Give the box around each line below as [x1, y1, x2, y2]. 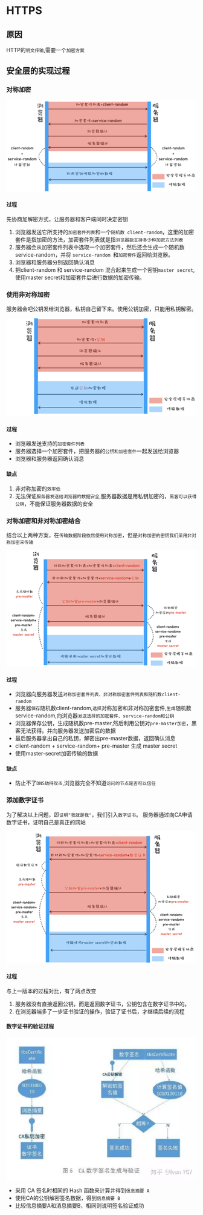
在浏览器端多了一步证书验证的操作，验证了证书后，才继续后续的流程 [14, 1007, 185, 1015]
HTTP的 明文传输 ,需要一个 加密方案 [6, 47, 85, 53]
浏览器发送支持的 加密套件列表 [14, 440, 85, 447]
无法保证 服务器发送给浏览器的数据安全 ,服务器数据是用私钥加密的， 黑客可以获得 [14, 492, 197, 499]
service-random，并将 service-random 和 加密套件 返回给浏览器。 [14, 251, 174, 258]
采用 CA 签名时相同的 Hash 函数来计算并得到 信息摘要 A [14, 1187, 150, 1194]
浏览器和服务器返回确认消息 [14, 455, 85, 463]
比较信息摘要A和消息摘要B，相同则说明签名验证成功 [14, 1202, 144, 1209]
